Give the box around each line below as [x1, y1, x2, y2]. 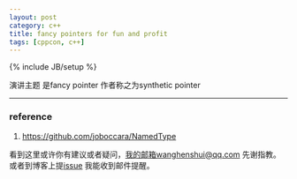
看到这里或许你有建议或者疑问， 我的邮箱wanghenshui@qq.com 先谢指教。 [9, 149, 281, 160]
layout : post [9, 12, 57, 22]
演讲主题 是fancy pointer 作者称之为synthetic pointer [9, 80, 201, 91]
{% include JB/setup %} [9, 62, 97, 72]
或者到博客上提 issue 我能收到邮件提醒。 [9, 160, 155, 170]
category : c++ [9, 21, 62, 30]
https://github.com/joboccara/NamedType [21, 131, 177, 141]
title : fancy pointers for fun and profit [9, 29, 168, 38]
